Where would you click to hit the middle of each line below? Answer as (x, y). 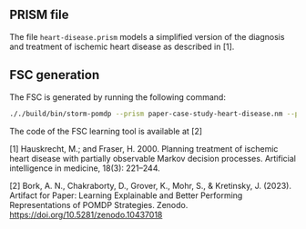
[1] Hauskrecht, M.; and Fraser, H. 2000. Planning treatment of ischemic (144, 148)
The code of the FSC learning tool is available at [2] (106, 131)
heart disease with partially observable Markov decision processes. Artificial (153, 158)
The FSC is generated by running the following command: (117, 97)
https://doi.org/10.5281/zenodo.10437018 (86, 214)
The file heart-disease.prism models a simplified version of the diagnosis (147, 36)
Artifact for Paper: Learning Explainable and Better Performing (126, 195)
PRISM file (40, 15)
